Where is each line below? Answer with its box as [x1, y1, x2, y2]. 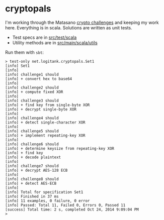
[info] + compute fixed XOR [5, 89, 64, 95]
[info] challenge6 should [5, 141, 59, 147]
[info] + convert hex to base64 [5, 76, 72, 81]
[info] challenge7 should [5, 163, 59, 168]
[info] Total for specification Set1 [5, 190, 83, 195]
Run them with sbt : [5, 49, 44, 55]
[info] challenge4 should [5, 115, 59, 120]
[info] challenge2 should [5, 85, 59, 90]
